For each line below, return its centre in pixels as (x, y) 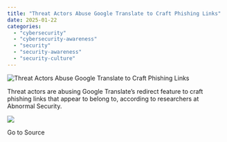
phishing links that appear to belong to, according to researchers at (103, 99)
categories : (24, 26)
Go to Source (26, 132)
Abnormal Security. (35, 106)
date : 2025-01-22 (32, 20)
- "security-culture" (45, 59)
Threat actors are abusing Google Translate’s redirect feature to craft (105, 91)
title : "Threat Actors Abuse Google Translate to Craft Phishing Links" (114, 13)
